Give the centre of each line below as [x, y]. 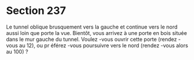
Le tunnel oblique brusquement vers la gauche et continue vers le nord [92, 27]
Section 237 [36, 11]
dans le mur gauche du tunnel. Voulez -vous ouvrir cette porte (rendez [92, 39]
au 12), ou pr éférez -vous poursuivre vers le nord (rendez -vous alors [103, 45]
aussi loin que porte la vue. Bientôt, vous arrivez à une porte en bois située [96, 33]
